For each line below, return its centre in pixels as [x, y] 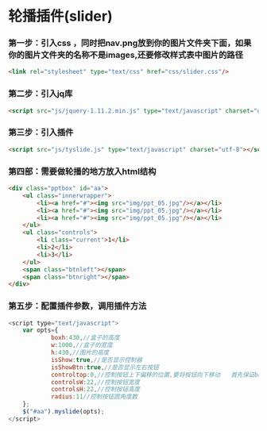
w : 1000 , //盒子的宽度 [81, 345]
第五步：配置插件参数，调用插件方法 [77, 306]
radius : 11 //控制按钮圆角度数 [94, 397]
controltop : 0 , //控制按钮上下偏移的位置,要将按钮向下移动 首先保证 [153, 375]
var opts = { [41, 330]
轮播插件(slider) [60, 16]
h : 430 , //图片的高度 [80, 353]
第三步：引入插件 [41, 133]
